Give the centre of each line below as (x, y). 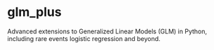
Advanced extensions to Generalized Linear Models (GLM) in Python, (107, 31)
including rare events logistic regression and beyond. (84, 38)
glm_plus (34, 12)
